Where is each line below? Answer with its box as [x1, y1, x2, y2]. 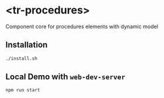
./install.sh [5, 55, 38, 62]
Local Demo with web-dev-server [5, 72, 126, 82]
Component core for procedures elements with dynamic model [5, 23, 159, 30]
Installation [5, 40, 48, 50]
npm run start [5, 87, 41, 93]
